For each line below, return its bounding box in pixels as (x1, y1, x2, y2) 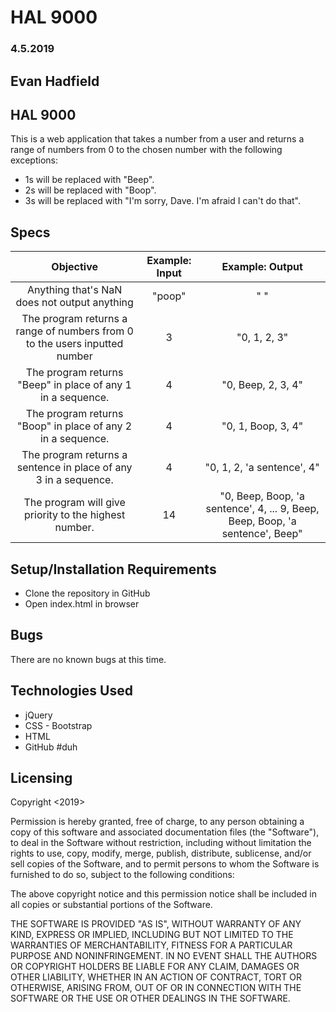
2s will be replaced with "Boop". (24, 184, 157, 196)
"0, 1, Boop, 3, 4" (221, 419, 304, 433)
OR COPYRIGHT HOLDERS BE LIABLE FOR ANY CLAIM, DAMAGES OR (10, 961, 300, 973)
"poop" (152, 289, 187, 303)
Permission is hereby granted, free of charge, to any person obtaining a (10, 816, 305, 828)
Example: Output (221, 260, 303, 274)
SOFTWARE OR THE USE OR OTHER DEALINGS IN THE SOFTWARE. (10, 992, 291, 1005)
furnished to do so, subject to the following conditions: (10, 869, 235, 881)
